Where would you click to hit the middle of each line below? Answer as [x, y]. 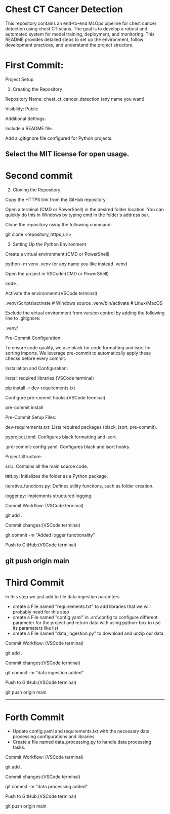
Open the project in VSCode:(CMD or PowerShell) [57, 274]
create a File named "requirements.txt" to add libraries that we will [81, 606]
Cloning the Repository [36, 190]
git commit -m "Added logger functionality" [50, 535]
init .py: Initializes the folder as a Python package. [57, 476]
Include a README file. [29, 128]
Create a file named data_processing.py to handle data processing [82, 742]
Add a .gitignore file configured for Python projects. [59, 138]
